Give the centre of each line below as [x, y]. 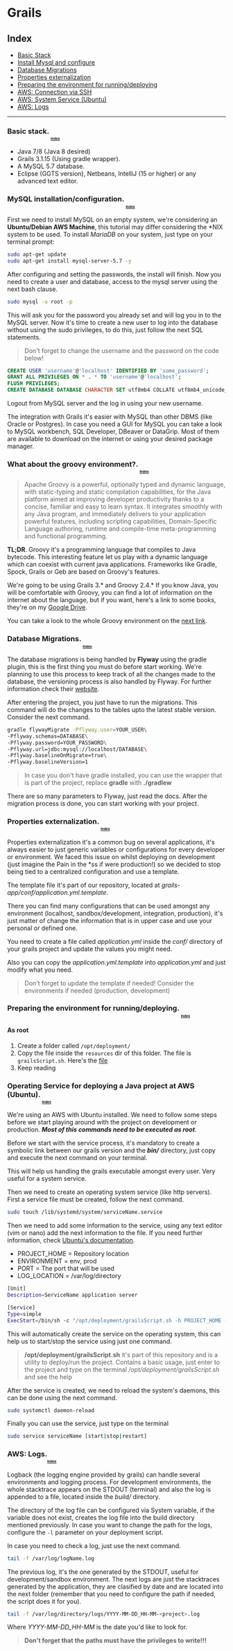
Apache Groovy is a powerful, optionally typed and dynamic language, [124, 485]
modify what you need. [40, 970]
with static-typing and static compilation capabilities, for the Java [118, 492]
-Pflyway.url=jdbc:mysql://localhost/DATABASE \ [77, 749]
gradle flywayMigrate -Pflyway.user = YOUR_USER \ [77, 730]
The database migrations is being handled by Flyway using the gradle [107, 659]
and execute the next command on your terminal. [77, 1158]
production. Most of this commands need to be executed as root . [102, 1129]
